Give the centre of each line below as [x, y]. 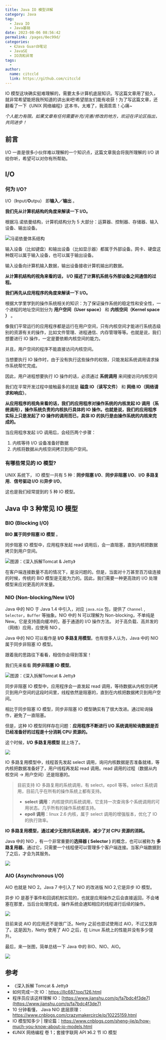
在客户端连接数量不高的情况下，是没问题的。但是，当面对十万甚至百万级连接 [83, 572]
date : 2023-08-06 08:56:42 [33, 33]
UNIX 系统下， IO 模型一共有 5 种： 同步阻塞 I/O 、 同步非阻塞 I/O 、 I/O [75, 475]
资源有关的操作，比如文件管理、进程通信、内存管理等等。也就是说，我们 [87, 333]
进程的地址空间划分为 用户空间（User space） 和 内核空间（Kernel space [84, 310]
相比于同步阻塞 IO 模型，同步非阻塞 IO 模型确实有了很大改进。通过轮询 [77, 709]
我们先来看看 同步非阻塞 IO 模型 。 [40, 665]
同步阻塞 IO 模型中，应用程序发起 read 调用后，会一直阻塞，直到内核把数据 [82, 545]
